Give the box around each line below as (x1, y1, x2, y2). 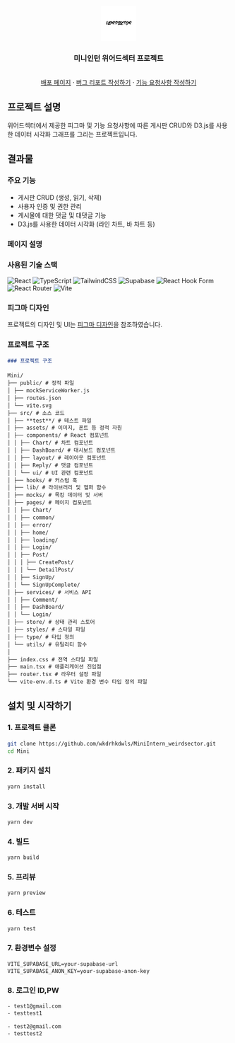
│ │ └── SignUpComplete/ (7, 581, 80, 588)
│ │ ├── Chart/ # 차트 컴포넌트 (7, 440, 94, 447)
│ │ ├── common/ (7, 514, 55, 521)
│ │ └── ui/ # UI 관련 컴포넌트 (7, 469, 94, 477)
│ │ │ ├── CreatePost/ (7, 559, 74, 566)
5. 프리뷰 (7, 872, 36, 882)
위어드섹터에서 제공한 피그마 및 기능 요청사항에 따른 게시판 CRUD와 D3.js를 (7, 121, 215, 130)
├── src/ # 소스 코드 (7, 409, 65, 416)
